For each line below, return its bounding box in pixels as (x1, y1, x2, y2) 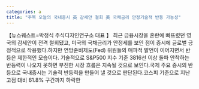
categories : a (6, 8, 42, 15)
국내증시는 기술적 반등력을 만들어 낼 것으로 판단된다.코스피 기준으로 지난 (22, 69, 191, 76)
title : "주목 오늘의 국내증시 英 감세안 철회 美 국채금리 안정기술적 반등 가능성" (6, 14, 182, 20)
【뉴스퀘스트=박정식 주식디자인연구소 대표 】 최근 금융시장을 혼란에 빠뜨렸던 (6, 31, 185, 39)
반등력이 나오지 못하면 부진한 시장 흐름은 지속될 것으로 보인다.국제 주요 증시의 (6, 61, 187, 69)
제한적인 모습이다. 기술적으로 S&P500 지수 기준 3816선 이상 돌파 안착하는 (17, 54, 190, 61)
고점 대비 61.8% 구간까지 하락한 (6, 76, 81, 84)
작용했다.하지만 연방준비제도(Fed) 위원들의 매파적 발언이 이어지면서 (26, 46, 185, 54)
